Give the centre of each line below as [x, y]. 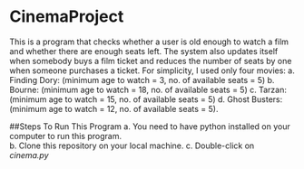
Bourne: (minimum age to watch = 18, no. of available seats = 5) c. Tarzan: [148, 89]
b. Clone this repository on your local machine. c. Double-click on [132, 146]
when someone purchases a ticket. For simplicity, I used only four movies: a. [152, 70]
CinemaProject [67, 17]
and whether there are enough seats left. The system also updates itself [144, 51]
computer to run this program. [66, 136]
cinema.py [29, 155]
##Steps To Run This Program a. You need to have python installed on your [150, 126]
